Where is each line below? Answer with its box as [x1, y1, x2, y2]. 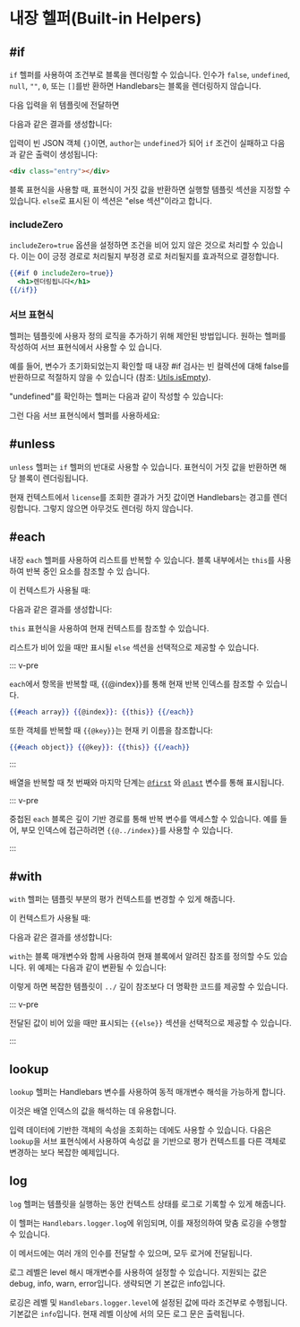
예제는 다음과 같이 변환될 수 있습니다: [37, 962, 167, 973]
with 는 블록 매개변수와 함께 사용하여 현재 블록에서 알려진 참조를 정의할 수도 [9, 951, 271, 962]
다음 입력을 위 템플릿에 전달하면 [9, 100, 120, 110]
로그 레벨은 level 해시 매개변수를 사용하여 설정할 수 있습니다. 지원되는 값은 [9, 1266, 268, 1278]
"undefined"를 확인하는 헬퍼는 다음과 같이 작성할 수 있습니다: [9, 391, 224, 402]
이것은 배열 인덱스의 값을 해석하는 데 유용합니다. [9, 1106, 177, 1116]
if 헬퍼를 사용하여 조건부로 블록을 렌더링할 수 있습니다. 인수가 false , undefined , [9, 69, 290, 80]
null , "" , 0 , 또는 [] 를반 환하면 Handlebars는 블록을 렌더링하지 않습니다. [9, 81, 261, 91]
